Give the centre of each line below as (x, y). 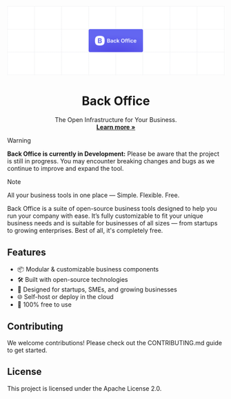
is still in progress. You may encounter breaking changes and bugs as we (111, 161)
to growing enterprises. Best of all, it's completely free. (85, 231)
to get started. (27, 350)
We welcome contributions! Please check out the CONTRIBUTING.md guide (115, 343)
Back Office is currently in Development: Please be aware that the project (113, 154)
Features (27, 252)
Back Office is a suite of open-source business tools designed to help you (112, 209)
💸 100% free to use (44, 305)
